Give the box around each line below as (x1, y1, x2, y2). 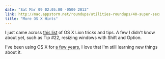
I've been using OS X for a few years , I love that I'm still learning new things (5, 44, 158, 50)
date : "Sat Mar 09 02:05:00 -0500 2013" (5, 7, 89, 12)
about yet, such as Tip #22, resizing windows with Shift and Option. (5, 35, 142, 40)
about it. (5, 49, 22, 55)
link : (5, 12, 16, 17)
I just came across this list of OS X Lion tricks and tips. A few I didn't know (5, 30, 155, 36)
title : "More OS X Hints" (5, 16, 58, 21)
